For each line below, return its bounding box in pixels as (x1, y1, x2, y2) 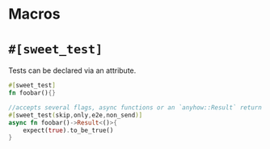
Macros (8, 5, 61, 23)
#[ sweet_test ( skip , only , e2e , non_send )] (8, 111, 143, 119)
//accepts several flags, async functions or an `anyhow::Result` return (8, 103, 263, 112)
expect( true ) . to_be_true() (23, 126, 114, 134)
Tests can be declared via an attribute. (8, 66, 137, 75)
